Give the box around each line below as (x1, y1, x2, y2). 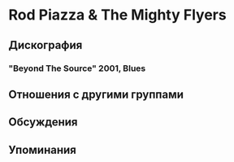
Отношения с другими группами (8, 87, 184, 101)
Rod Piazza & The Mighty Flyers (8, 6, 227, 24)
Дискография (8, 38, 83, 52)
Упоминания (8, 142, 77, 156)
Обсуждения (8, 116, 78, 129)
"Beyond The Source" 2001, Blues (8, 63, 146, 74)
